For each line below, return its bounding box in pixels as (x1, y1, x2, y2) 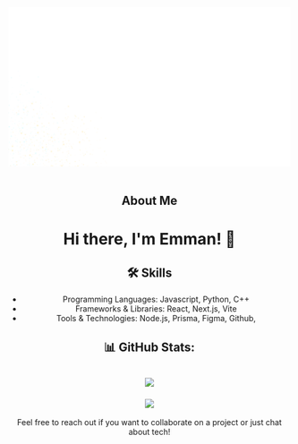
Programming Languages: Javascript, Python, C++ (63, 294, 250, 304)
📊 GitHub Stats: (103, 340, 196, 355)
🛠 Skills (126, 266, 173, 281)
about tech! (128, 427, 171, 438)
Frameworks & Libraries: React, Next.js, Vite (74, 303, 238, 314)
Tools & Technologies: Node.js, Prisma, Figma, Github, (55, 312, 257, 323)
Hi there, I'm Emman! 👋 (63, 229, 236, 250)
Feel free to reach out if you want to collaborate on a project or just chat (16, 417, 283, 428)
